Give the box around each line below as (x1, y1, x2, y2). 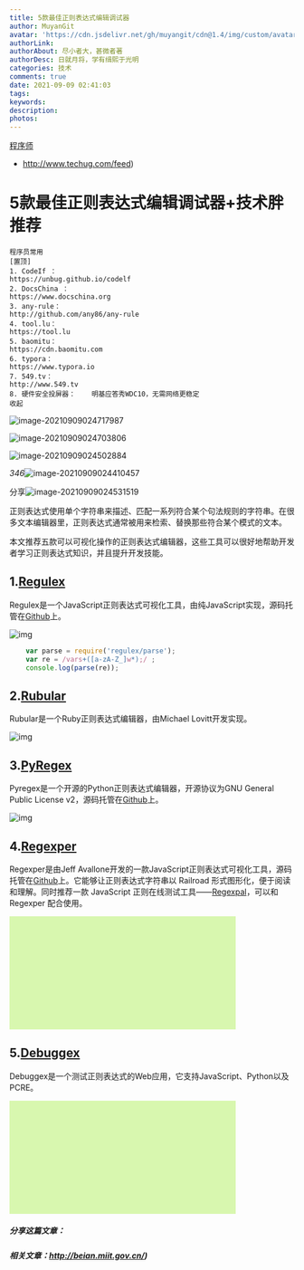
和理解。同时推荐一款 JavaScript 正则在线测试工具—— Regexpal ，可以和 (9, 886, 279, 897)
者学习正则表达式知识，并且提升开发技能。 (9, 548, 168, 559)
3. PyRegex (9, 758, 72, 773)
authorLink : (9, 38, 54, 48)
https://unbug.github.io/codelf (9, 275, 131, 284)
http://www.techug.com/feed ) (22, 158, 134, 169)
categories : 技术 (9, 64, 72, 73)
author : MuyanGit (9, 22, 75, 31)
